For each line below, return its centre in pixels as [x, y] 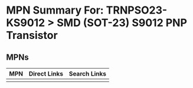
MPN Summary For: [55, 10]
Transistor [32, 35]
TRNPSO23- [137, 10]
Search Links [88, 74]
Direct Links [46, 74]
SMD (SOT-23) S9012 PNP [122, 23]
